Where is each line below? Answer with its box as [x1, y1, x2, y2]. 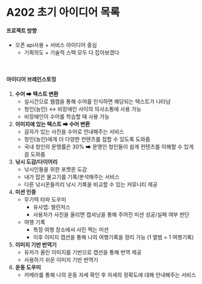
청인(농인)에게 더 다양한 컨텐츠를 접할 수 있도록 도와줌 [24, 135, 151, 142]
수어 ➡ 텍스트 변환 [14, 90, 58, 97]
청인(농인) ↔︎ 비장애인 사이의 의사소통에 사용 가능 [24, 105, 142, 112]
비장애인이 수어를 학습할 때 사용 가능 [24, 113, 110, 120]
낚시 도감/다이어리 [14, 158, 58, 165]
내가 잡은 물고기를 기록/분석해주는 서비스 [24, 173, 120, 180]
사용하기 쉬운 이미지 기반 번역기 [24, 256, 98, 263]
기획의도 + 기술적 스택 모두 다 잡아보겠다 [24, 49, 119, 56]
